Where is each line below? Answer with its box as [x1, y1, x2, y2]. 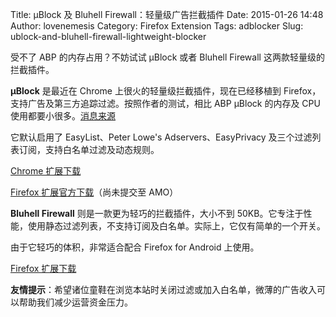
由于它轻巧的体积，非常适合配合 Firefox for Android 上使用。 [10, 241, 260, 253]
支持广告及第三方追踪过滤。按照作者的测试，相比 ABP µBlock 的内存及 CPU [10, 98, 321, 109]
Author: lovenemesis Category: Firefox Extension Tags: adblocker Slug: [10, 20, 304, 32]
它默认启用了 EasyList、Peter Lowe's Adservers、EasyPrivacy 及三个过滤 [10, 131, 313, 143]
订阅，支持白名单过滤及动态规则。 [18, 144, 160, 155]
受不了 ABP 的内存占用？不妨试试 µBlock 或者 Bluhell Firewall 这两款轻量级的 [10, 51, 325, 63]
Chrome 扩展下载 [10, 165, 82, 177]
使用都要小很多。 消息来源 [10, 110, 116, 122]
